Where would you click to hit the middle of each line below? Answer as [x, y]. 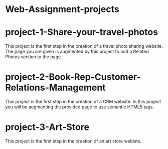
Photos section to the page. [34, 57]
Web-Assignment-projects [62, 9]
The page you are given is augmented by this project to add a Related [77, 52]
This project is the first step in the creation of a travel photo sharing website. [84, 46]
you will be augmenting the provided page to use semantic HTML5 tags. [80, 107]
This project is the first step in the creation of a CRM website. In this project [83, 102]
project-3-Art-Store [47, 127]
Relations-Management [56, 88]
